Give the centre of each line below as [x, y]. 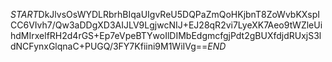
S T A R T [24, 14]
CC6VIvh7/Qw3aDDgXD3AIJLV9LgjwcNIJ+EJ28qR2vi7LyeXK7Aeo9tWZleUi [166, 25]
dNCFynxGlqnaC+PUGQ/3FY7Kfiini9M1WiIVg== [109, 46]
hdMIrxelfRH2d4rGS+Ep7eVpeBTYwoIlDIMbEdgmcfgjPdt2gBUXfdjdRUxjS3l [166, 35]
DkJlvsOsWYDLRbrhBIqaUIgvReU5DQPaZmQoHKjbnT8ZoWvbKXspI [179, 14]
